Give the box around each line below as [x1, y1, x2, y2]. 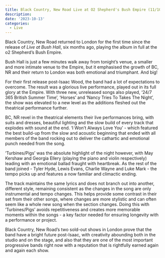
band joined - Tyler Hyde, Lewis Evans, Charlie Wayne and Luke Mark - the [5, 166, 157, 172]
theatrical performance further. [5, 105, 68, 111]
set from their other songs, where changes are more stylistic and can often [5, 196, 157, 202]
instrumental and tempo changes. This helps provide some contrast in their [5, 191, 157, 197]
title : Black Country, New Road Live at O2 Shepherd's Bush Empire [5, 7, 146, 12]
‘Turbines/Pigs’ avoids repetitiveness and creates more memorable [5, 207, 140, 213]
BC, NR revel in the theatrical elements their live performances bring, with [5, 115, 154, 120]
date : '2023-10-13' [5, 16, 45, 21]
